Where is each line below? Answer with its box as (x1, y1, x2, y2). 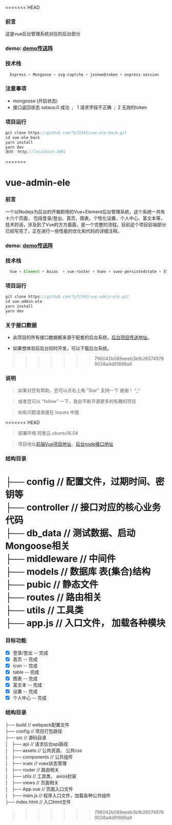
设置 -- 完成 (12, 688, 38, 694)
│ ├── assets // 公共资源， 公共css (5, 747, 82, 754)
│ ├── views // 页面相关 (5, 779, 59, 785)
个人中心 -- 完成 (12, 695, 47, 701)
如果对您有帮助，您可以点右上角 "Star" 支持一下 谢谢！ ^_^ (17, 388, 141, 394)
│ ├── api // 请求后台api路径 (5, 741, 68, 747)
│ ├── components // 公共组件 (5, 754, 73, 760)
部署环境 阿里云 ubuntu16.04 (17, 430, 78, 436)
